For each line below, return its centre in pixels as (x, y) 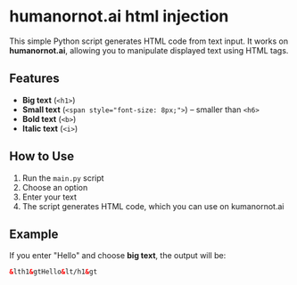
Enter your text (49, 197)
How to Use (42, 156)
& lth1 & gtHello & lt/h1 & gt (54, 272)
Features (34, 79)
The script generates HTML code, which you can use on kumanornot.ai (153, 206)
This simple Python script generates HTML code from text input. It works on (148, 41)
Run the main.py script (63, 178)
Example (34, 234)
